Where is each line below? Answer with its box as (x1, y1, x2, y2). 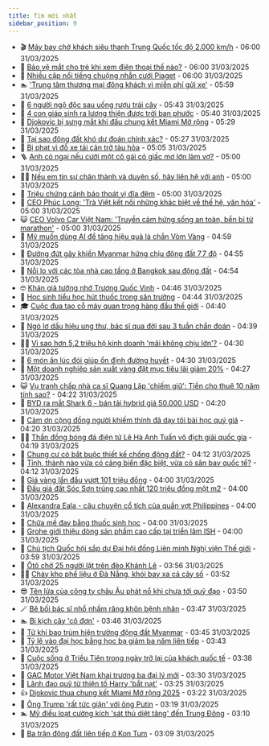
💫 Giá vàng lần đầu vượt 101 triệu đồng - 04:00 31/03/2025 (19, 475, 214, 484)
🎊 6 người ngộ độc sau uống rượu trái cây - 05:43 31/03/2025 (19, 100, 225, 109)
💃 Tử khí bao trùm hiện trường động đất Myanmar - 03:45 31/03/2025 (19, 627, 251, 637)
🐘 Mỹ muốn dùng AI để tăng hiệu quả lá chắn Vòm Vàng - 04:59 (19, 231, 232, 241)
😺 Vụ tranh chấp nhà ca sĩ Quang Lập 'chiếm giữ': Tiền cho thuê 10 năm (19, 381, 260, 390)
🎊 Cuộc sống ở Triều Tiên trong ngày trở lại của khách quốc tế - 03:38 (19, 653, 253, 662)
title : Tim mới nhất (8, 11, 78, 20)
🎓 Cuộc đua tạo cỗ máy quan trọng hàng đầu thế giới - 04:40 (19, 301, 226, 311)
